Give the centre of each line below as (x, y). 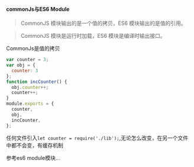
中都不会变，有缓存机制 (35, 145)
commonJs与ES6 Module (38, 9)
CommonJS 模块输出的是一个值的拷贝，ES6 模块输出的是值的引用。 (103, 23)
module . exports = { (30, 104)
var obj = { (21, 65)
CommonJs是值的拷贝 (33, 49)
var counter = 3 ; (28, 60)
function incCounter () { (37, 82)
